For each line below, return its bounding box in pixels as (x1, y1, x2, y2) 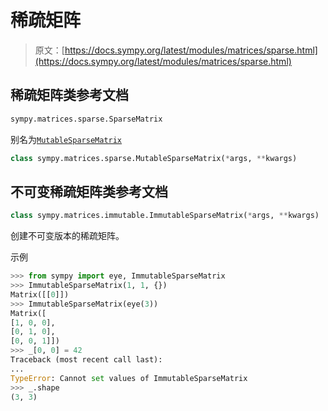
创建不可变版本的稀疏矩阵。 (10, 230, 125, 242)
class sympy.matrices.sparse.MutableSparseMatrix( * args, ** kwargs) (10, 153, 298, 163)
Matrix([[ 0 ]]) (10, 289, 70, 300)
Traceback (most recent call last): (10, 355, 163, 365)
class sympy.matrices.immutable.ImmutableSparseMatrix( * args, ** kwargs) (10, 211, 320, 221)
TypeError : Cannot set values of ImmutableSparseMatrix (10, 373, 248, 383)
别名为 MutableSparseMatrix (10, 133, 123, 145)
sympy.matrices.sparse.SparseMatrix (10, 114, 163, 124)
